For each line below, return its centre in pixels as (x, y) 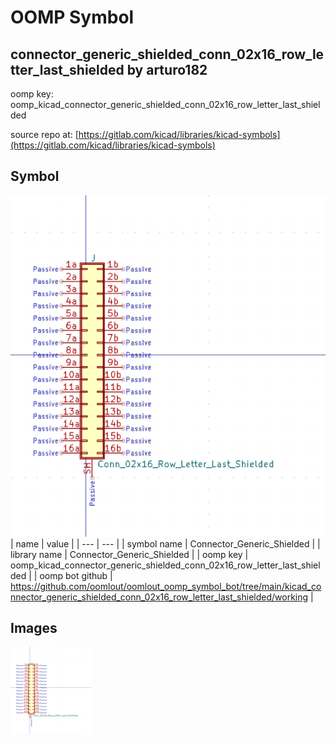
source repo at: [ (44, 134)
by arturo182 (167, 69)
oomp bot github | (76, 575)
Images (34, 628)
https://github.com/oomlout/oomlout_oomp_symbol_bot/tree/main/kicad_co (166, 586)
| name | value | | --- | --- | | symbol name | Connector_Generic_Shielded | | (165, 543)
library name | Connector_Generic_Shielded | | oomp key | (129, 554)
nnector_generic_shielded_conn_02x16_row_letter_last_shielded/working (159, 597)
